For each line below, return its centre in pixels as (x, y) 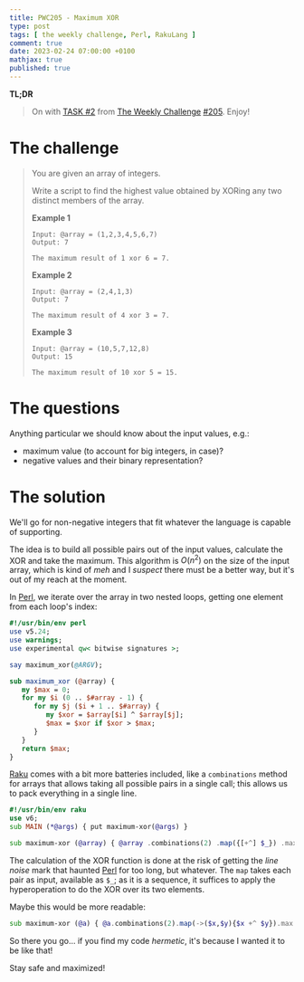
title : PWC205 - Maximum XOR (64, 18)
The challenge (64, 148)
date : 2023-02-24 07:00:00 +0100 (72, 52)
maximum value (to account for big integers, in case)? (123, 451)
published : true (40, 69)
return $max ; (46, 748)
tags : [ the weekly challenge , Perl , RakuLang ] (103, 34)
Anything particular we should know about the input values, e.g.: (129, 433)
